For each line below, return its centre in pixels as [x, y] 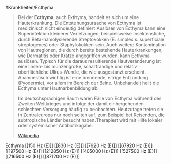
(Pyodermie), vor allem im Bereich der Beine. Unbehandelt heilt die [88, 83]
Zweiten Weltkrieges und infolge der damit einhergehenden [81, 104]
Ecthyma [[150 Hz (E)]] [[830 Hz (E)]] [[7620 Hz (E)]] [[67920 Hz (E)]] [79, 145]
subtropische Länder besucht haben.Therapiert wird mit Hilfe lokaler [90, 120]
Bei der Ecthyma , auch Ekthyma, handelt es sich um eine [78, 17]
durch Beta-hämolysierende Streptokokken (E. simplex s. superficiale [91, 39]
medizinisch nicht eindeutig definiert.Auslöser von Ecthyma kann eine [92, 28]
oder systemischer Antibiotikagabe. [55, 126]
